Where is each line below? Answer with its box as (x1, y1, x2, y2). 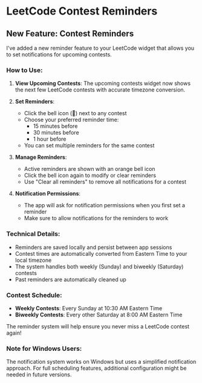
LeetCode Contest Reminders (6, 4, 158, 18)
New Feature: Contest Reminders (6, 28, 134, 39)
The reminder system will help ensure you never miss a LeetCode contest (6, 322, 189, 330)
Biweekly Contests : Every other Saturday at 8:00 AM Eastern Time (15, 311, 183, 318)
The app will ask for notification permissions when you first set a (24, 202, 186, 209)
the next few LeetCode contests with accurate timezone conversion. (15, 86, 186, 93)
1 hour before (33, 135, 67, 143)
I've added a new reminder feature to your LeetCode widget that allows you (6, 44, 195, 52)
